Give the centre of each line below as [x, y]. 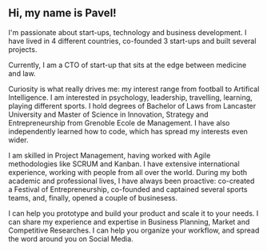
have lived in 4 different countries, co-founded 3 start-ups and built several [132, 41]
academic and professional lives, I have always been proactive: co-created [132, 181]
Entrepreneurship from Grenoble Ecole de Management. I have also [119, 122]
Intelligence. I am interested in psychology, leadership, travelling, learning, [131, 97]
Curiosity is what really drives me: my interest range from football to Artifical [134, 89]
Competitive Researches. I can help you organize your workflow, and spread [134, 230]
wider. [19, 140]
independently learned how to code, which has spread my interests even [128, 131]
